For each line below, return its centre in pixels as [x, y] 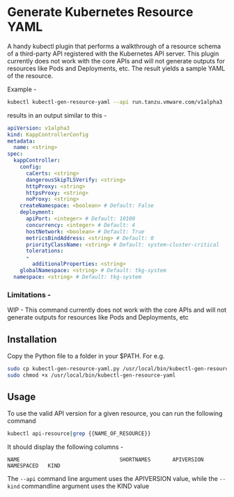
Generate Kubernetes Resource [100, 12]
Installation [32, 339]
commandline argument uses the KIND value [85, 486]
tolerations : [45, 251]
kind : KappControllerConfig [48, 134]
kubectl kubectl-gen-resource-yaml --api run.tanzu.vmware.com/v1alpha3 [115, 102]
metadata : [22, 141]
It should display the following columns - [65, 447]
